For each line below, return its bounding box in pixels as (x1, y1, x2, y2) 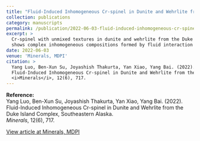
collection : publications (6, 14, 70, 20)
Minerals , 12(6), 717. (6, 117, 55, 124)
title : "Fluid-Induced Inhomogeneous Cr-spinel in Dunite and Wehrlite (6, 8, 187, 15)
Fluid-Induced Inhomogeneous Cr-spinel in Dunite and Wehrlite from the (6, 104, 183, 111)
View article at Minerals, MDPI (6, 129, 80, 136)
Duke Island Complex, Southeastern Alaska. (6, 111, 114, 118)
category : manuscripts (6, 20, 62, 26)
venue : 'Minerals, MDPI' (6, 53, 68, 59)
